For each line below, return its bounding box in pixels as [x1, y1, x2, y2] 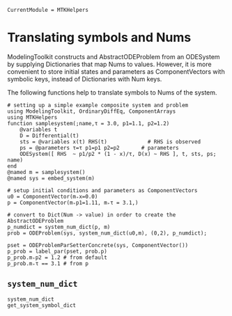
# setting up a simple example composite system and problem [7, 102, 189, 109]
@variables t [20, 126, 58, 133]
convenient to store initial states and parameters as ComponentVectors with [7, 67, 225, 76]
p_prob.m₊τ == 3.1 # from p [7, 260, 89, 267]
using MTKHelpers [7, 113, 58, 121]
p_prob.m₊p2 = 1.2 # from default [7, 254, 108, 261]
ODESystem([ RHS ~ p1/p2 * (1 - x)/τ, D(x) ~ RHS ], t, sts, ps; [20, 150, 217, 157]
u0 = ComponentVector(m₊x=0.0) [7, 193, 98, 200]
